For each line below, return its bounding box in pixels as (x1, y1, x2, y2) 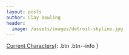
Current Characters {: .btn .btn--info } (6, 42, 99, 50)
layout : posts (6, 8, 42, 15)
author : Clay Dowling (6, 15, 61, 21)
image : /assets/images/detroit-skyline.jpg (12, 25, 123, 32)
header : (6, 20, 26, 26)
